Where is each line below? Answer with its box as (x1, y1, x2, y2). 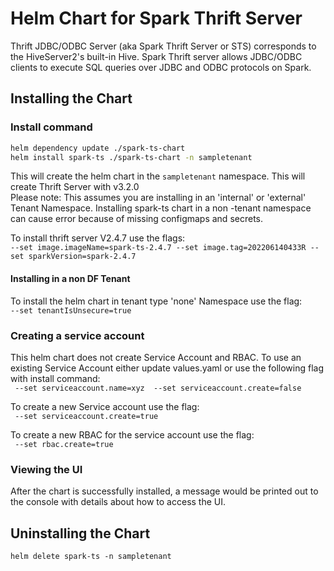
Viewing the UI (10, 462, 83, 476)
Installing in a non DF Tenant (10, 272, 131, 284)
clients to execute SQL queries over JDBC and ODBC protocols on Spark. (10, 61, 312, 73)
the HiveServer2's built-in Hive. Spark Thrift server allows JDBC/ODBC (10, 50, 303, 62)
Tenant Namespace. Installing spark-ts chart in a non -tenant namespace (10, 202, 312, 214)
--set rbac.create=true (14, 439, 114, 449)
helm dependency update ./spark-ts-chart (10, 143, 186, 153)
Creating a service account (10, 328, 145, 342)
